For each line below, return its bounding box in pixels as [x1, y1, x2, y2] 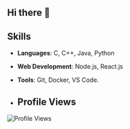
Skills [7, 31, 31, 42]
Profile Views [17, 96, 76, 108]
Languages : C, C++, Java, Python [17, 49, 115, 58]
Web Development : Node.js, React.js [17, 62, 123, 71]
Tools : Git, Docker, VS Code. [17, 76, 99, 84]
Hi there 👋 [7, 7, 50, 19]
